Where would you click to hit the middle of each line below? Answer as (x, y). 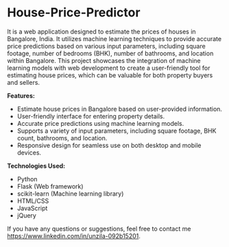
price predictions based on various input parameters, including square (106, 46)
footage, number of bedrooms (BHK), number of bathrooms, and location (110, 53)
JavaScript (32, 208)
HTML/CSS (33, 200)
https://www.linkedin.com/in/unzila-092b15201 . (74, 236)
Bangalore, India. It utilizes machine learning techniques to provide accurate (114, 38)
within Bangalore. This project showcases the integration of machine (104, 60)
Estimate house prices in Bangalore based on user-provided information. (120, 109)
